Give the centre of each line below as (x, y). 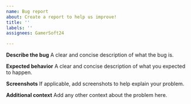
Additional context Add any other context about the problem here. (87, 95)
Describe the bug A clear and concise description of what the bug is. (90, 55)
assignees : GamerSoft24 (35, 33)
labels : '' (19, 28)
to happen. (19, 72)
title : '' (18, 22)
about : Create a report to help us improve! (61, 17)
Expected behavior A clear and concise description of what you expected (96, 66)
